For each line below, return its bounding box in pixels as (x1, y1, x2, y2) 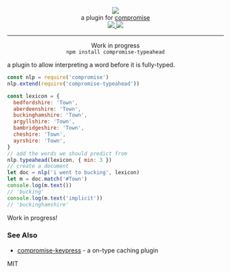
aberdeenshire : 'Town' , (13, 106, 81, 112)
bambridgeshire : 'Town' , (13, 125, 85, 132)
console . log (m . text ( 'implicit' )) (7, 195, 103, 202)
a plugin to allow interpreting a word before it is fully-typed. (7, 61, 175, 69)
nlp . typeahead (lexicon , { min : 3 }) (7, 156, 112, 163)
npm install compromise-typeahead (66, 49, 165, 56)
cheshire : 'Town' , (13, 131, 67, 138)
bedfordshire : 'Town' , (13, 99, 78, 106)
